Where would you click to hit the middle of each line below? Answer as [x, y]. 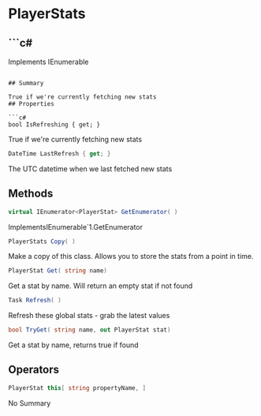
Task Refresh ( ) [35, 301]
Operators [34, 370]
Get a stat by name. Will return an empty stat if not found [101, 286]
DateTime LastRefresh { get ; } [60, 154]
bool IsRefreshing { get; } [54, 125]
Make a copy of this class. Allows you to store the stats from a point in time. [131, 257]
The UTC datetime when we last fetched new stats [90, 169]
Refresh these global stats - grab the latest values [89, 316]
